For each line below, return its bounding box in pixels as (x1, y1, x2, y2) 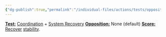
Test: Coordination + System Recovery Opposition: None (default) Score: (5, 21, 156, 27)
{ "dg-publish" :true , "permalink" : (5, 7, 74, 12)
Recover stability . (5, 26, 41, 32)
